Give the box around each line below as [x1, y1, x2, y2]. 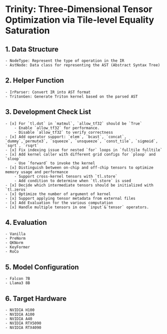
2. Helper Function [5, 76, 64, 85]
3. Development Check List [5, 108, 91, 116]
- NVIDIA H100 [5, 308, 35, 313]
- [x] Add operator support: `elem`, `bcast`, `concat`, [5, 134, 127, 139]
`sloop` [5, 156, 22, 161]
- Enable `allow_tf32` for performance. [14, 125, 100, 130]
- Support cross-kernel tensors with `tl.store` [14, 174, 118, 179]
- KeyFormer [5, 245, 30, 250]
